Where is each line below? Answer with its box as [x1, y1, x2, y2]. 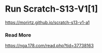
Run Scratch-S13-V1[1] [5, 3, 98, 15]
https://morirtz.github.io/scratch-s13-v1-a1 [5, 19, 90, 25]
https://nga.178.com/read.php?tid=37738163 [5, 43, 94, 49]
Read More [5, 32, 32, 38]
